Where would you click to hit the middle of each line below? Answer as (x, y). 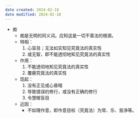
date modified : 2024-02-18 (33, 14)
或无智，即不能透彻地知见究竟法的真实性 (69, 54)
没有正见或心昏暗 (45, 85)
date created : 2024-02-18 (32, 10)
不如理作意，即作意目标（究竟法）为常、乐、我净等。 (82, 110)
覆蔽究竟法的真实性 (47, 73)
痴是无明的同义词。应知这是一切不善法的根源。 (68, 35)
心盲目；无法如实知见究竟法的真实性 (65, 48)
